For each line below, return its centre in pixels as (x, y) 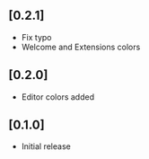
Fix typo (36, 37)
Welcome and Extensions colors (81, 47)
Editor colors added (58, 97)
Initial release (46, 146)
